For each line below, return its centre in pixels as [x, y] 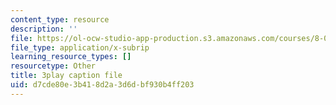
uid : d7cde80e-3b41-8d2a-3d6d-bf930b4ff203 [102, 85]
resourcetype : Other [53, 66]
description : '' [44, 29]
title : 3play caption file [66, 76]
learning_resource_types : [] [71, 57]
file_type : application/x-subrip [80, 47]
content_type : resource [60, 19]
